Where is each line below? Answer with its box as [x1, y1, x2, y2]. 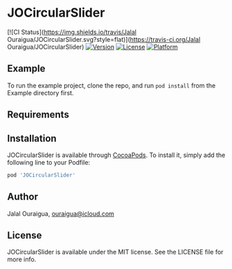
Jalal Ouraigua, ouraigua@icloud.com [7, 209, 114, 218]
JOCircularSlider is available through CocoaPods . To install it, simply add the [7, 151, 226, 159]
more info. [7, 255, 37, 263]
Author [7, 191, 38, 203]
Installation [7, 132, 57, 144]
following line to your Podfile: [7, 158, 91, 166]
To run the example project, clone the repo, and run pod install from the [7, 81, 216, 90]
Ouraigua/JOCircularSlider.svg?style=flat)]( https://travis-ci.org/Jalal [7, 35, 201, 43]
